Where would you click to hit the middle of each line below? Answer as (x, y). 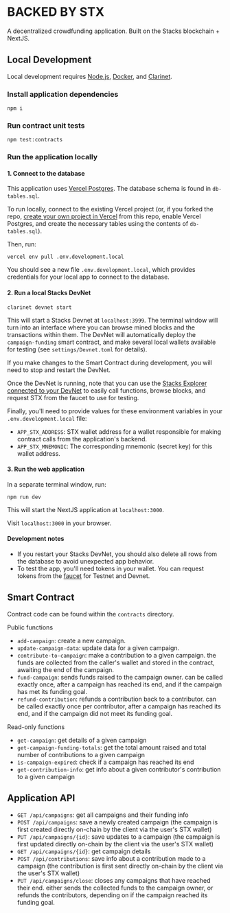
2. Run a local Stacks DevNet (49, 293)
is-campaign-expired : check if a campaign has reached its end (105, 762)
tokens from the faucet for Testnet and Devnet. (83, 576)
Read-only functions (36, 727)
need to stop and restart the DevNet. (59, 370)
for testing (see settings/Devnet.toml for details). (77, 349)
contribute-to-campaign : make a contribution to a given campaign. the (116, 655)
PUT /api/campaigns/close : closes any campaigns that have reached (114, 880)
